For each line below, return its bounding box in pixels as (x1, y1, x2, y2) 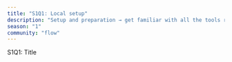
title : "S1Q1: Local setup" (7, 10, 88, 17)
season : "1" (7, 23, 41, 30)
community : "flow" (7, 29, 60, 37)
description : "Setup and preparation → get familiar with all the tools (7, 17, 221, 23)
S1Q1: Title (7, 48, 37, 56)
